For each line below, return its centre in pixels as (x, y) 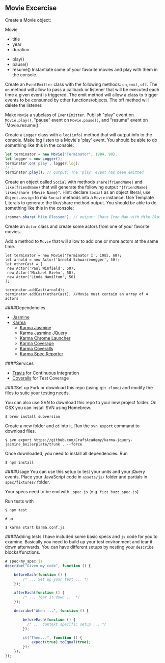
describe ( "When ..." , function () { (52, 611)
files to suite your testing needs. (38, 393)
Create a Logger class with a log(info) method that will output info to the (79, 134)
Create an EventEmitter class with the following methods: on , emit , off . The (81, 84)
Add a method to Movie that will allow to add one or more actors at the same (82, 241)
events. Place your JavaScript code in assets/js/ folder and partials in (76, 477)
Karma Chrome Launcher (45, 338)
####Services (19, 363)
